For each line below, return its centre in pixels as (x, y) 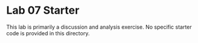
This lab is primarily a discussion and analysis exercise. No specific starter (99, 27)
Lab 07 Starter (43, 10)
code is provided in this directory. (48, 33)
